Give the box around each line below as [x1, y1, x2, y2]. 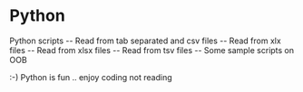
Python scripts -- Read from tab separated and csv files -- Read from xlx [9, 35, 281, 46]
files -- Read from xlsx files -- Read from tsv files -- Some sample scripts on [9, 44, 295, 55]
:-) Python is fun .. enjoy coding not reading [9, 71, 172, 82]
